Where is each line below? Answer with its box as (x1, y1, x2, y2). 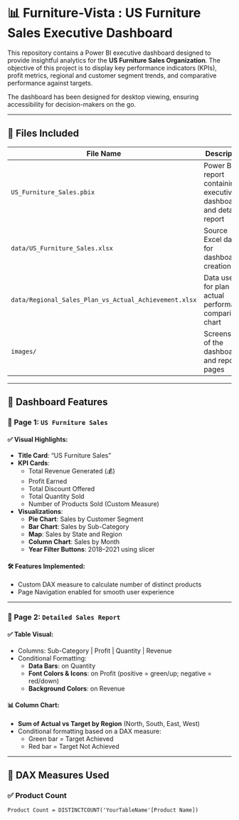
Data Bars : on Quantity (28, 661, 96, 670)
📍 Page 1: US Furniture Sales (7, 417, 108, 427)
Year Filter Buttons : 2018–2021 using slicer (28, 545, 155, 554)
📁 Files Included (7, 127, 80, 140)
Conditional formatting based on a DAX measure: (17, 727, 161, 735)
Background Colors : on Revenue (28, 684, 126, 693)
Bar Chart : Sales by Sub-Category (28, 522, 129, 531)
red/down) (28, 676, 59, 685)
